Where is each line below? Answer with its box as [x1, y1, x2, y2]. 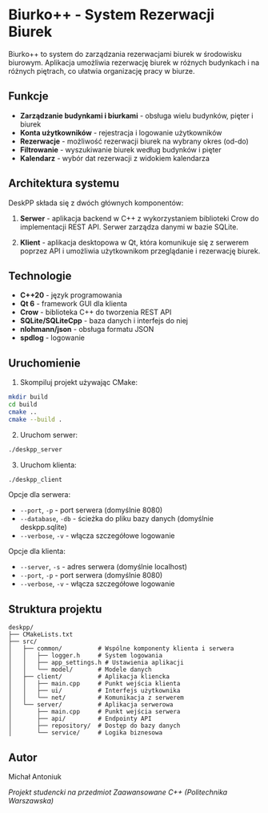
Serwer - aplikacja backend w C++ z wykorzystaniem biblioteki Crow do [19, 213, 259, 223]
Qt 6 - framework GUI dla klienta [19, 299, 128, 309]
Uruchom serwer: [19, 430, 78, 439]
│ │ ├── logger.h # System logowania [8, 652, 162, 660]
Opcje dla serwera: [8, 490, 70, 500]
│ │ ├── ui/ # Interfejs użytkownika [8, 687, 181, 695]
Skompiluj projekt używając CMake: [19, 378, 138, 387]
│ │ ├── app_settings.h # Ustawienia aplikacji [8, 659, 184, 667]
